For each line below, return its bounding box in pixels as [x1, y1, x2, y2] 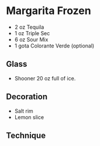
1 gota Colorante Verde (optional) [14, 42, 95, 49]
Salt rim [14, 107, 33, 114]
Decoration [6, 92, 48, 102]
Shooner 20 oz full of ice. [14, 74, 76, 82]
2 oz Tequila [14, 23, 44, 30]
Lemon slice [14, 113, 44, 121]
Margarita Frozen [6, 4, 92, 18]
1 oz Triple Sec [14, 29, 50, 36]
